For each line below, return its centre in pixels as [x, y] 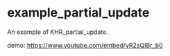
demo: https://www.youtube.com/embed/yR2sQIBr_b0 [85, 45]
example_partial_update [78, 13]
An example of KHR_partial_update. [58, 32]
